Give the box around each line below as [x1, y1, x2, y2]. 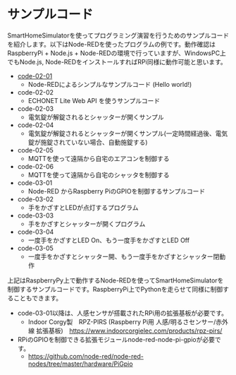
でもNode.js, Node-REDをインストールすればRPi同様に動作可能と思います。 [7, 57, 227, 66]
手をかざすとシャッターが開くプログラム [27, 220, 146, 228]
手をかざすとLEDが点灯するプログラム [27, 203, 139, 212]
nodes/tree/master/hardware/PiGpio [27, 359, 133, 368]
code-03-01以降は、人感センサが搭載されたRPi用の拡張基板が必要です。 [17, 309, 228, 317]
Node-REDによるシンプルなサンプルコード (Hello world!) [27, 80, 192, 88]
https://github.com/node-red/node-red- [27, 352, 144, 360]
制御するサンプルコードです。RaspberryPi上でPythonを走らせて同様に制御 [7, 285, 223, 293]
